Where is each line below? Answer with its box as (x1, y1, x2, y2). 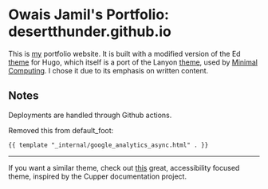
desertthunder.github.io (8, 22, 171, 41)
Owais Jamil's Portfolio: (8, 6, 170, 24)
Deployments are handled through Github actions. (8, 110, 172, 120)
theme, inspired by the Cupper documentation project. (8, 171, 187, 181)
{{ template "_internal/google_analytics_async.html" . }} (8, 141, 209, 149)
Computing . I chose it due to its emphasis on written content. (8, 65, 209, 75)
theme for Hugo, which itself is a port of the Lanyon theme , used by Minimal (8, 57, 258, 67)
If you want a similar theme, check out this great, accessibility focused (8, 163, 240, 172)
